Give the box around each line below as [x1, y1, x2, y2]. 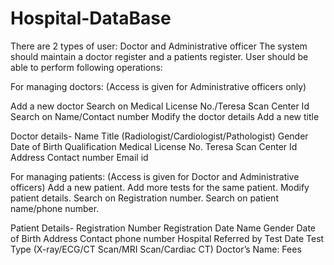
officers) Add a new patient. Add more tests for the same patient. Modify [10, 181, 310, 193]
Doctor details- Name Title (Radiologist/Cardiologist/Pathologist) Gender [10, 130, 309, 142]
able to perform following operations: [10, 61, 163, 73]
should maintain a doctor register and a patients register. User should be [10, 50, 309, 62]
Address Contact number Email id [10, 151, 149, 163]
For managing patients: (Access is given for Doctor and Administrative [10, 170, 300, 182]
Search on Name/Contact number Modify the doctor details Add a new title [10, 110, 320, 122]
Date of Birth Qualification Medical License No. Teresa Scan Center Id [10, 140, 298, 152]
